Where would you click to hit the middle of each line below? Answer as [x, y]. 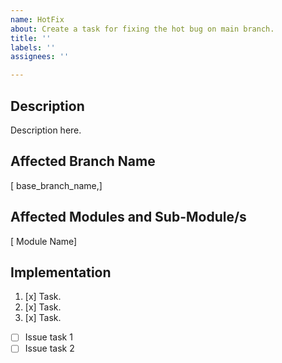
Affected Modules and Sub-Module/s [128, 217]
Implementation [61, 272]
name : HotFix [37, 19]
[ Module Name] [44, 241]
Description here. [46, 130]
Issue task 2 [49, 348]
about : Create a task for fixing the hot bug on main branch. [142, 29]
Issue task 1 [48, 337]
